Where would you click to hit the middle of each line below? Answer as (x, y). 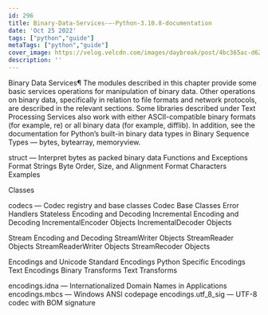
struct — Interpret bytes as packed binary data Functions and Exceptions (128, 157)
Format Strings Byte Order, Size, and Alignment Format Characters (118, 166)
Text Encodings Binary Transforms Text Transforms (93, 270)
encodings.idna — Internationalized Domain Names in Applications (118, 285)
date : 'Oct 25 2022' (43, 30)
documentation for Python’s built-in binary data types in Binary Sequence (129, 133)
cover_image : (30, 53)
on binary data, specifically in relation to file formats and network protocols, (133, 100)
